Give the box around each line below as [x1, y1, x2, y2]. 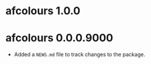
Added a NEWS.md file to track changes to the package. [14, 51, 146, 58]
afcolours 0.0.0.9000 [5, 31, 113, 45]
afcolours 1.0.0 [5, 4, 81, 18]
